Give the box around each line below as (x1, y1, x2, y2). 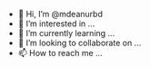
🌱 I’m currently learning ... (17, 28, 115, 38)
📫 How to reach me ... (17, 48, 103, 58)
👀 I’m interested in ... (17, 18, 95, 29)
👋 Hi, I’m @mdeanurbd (17, 9, 103, 19)
